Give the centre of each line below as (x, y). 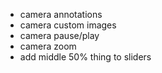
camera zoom (48, 46)
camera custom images (68, 25)
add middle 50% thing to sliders (85, 57)
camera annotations (61, 14)
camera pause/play (59, 35)
